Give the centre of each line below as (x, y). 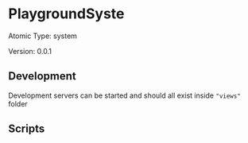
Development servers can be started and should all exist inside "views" (124, 95)
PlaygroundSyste (66, 14)
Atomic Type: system (43, 36)
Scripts (27, 129)
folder (18, 103)
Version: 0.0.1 (30, 51)
